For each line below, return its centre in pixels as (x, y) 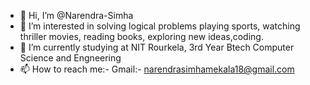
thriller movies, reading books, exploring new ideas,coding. (141, 36)
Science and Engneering (70, 58)
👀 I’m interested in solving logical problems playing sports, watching (160, 26)
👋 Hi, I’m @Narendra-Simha (76, 15)
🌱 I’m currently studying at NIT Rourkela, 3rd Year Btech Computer (157, 47)
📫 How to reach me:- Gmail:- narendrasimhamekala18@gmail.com (157, 69)
